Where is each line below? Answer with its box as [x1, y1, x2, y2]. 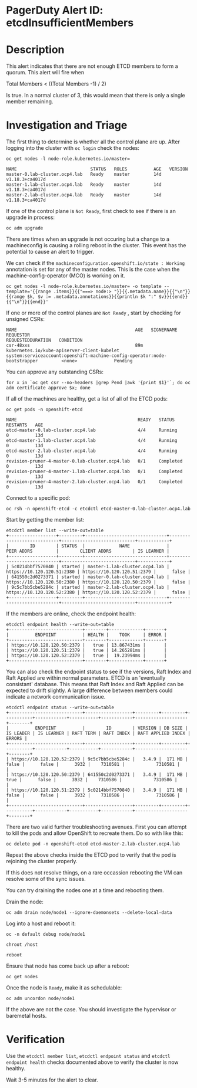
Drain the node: [6, 898, 44, 906]
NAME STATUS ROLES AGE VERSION [6, 166, 188, 172]
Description [6, 43, 65, 57]
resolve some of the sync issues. [6, 876, 86, 883]
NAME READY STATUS [6, 417, 175, 423]
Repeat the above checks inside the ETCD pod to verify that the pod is [6, 851, 176, 858]
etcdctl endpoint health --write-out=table [6, 622, 115, 628]
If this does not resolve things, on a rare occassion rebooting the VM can [6, 869, 183, 876]
